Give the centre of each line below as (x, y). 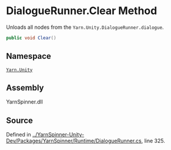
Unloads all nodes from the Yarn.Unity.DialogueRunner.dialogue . (85, 27)
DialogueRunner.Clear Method (82, 11)
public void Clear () (31, 38)
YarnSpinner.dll (24, 102)
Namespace (29, 56)
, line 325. (153, 141)
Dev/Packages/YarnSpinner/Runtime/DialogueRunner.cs (74, 141)
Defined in (19, 135)
